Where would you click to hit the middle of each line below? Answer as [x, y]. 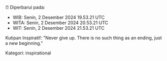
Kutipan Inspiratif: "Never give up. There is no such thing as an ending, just [84, 38]
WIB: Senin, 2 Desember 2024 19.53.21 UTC [59, 17]
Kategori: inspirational [28, 53]
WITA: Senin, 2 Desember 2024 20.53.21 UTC [60, 23]
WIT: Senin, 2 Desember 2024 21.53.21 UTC [59, 28]
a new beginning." [24, 43]
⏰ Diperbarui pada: [25, 7]
